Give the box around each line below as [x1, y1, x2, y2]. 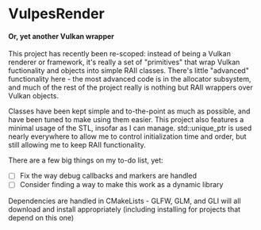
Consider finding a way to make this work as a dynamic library [19, 180, 224, 190]
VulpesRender [8, 5, 105, 23]
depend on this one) [8, 213, 75, 222]
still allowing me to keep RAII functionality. [8, 140, 147, 150]
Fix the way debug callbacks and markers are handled [19, 171, 197, 181]
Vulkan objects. [8, 91, 59, 101]
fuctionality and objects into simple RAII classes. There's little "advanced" [8, 66, 250, 75]
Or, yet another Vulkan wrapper [8, 31, 115, 40]
